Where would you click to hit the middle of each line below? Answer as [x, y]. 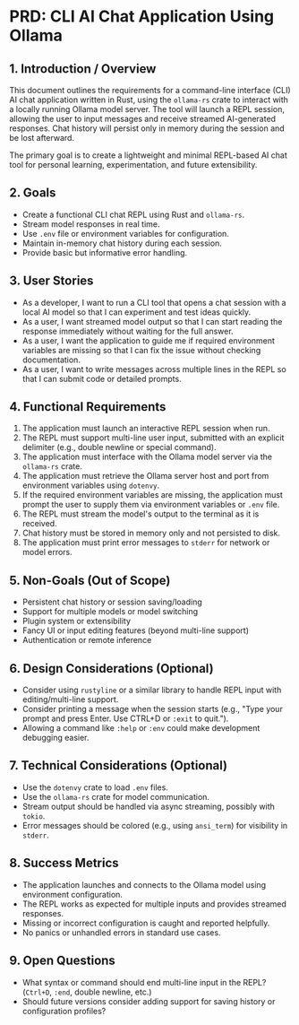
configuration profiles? [64, 1011]
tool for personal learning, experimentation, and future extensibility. [133, 165]
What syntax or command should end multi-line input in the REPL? [144, 982]
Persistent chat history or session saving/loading [112, 602]
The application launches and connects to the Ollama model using [144, 884]
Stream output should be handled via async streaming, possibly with [149, 806]
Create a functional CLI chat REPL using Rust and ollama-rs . [133, 214]
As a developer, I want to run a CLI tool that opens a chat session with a [154, 302]
